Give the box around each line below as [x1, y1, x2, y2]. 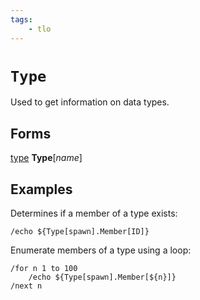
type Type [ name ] [10, 152, 83, 164]
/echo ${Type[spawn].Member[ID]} [10, 227, 150, 237]
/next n [10, 281, 43, 291]
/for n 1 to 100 [10, 264, 78, 274]
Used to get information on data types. [10, 96, 170, 108]
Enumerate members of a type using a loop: [10, 244, 192, 256]
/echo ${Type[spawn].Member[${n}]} [28, 272, 177, 283]
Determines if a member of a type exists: [10, 207, 178, 220]
